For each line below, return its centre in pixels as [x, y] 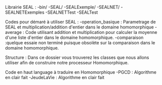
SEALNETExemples [25, 12]
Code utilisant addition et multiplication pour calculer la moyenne [91, 32]
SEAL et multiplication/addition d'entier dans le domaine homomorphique [80, 27]
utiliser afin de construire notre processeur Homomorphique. [67, 63]
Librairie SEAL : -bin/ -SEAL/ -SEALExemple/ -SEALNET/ [62, 7]
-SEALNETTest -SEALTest [72, 12]
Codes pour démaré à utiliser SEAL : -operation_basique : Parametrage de [81, 22]
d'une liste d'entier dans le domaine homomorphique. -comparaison [74, 37]
